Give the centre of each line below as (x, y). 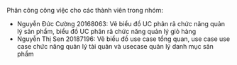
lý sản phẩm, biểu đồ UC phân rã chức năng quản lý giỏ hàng (106, 31)
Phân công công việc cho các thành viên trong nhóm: (85, 10)
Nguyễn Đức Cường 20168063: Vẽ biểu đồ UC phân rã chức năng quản (121, 24)
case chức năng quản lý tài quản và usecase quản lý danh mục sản (115, 46)
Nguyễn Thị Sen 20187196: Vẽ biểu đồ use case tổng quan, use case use (123, 39)
